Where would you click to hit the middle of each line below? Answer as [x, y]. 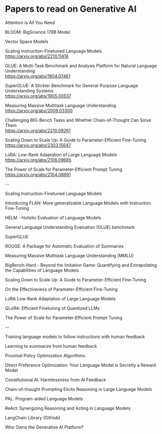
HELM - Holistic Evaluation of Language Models [53, 217]
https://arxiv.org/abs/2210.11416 [37, 56]
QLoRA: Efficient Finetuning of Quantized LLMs [52, 308]
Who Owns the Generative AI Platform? [44, 427]
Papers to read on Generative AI [71, 9]
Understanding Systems [29, 91]
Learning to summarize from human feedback [51, 346]
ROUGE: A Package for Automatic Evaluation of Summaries [64, 246]
